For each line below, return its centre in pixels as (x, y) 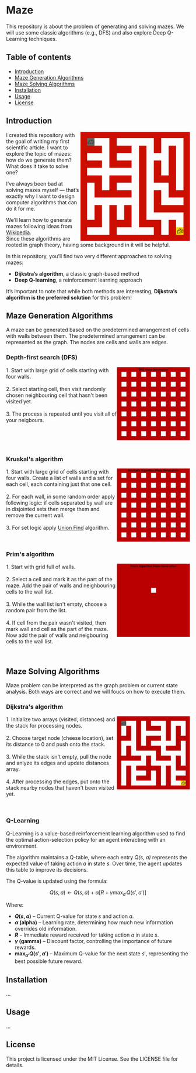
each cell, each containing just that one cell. (59, 484)
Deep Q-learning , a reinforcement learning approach (78, 280)
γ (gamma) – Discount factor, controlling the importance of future (93, 941)
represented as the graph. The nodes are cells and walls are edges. (87, 342)
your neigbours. (25, 420)
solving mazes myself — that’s (43, 190)
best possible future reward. (48, 961)
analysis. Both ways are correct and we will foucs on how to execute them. (96, 692)
